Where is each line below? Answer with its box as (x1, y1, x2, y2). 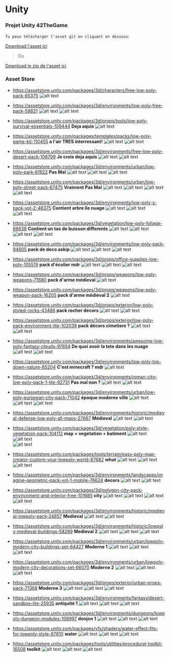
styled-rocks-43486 (12, 307, 56, 313)
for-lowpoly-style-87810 (12, 631, 64, 637)
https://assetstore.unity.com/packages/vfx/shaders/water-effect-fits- (12, 625, 158, 632)
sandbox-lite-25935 (12, 600, 55, 606)
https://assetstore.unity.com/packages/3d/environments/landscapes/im (12, 472, 163, 478)
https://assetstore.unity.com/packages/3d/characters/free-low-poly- (12, 87, 157, 93)
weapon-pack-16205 (12, 292, 57, 298)
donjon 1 (78, 615, 96, 621)
